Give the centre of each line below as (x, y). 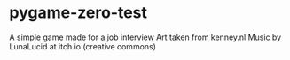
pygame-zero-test (78, 13)
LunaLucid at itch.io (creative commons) (83, 46)
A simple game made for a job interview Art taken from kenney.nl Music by (145, 37)
